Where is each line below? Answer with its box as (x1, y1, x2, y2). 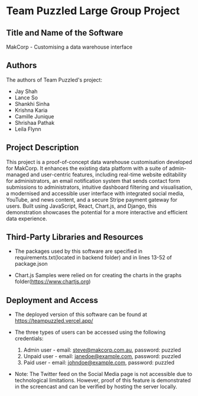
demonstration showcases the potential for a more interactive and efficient (6, 208, 188, 215)
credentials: (14, 335, 44, 342)
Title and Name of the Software (6, 28, 124, 38)
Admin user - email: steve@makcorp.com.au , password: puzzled (23, 346, 181, 353)
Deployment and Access (6, 295, 99, 305)
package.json (14, 260, 48, 268)
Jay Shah (14, 88, 38, 95)
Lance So (14, 94, 38, 101)
